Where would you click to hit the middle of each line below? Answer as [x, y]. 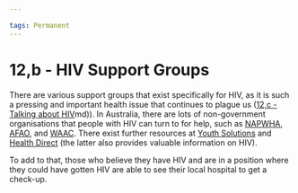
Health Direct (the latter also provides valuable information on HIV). [133, 142]
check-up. [28, 179]
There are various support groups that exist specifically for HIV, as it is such [149, 94]
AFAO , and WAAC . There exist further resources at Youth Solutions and [140, 133]
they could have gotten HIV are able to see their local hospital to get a [138, 169]
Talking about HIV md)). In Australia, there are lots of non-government [138, 114]
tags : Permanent [39, 25]
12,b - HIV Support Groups [110, 70]
